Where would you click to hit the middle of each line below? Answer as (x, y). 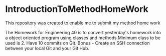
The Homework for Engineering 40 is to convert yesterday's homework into (83, 32)
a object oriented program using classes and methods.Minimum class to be (83, 38)
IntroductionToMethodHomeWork (77, 9)
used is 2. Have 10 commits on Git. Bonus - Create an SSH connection (77, 43)
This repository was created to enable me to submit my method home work (83, 23)
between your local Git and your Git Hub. (47, 48)
